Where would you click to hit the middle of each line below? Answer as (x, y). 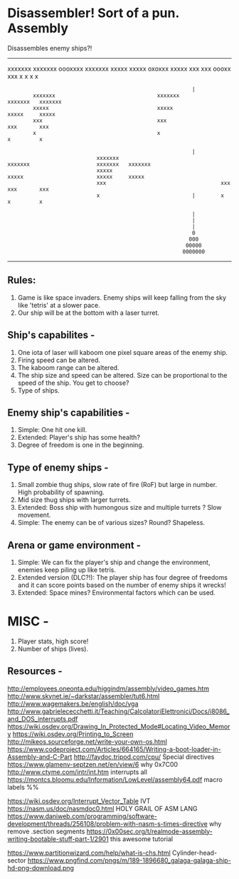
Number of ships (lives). (53, 648)
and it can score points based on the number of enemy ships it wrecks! (122, 585)
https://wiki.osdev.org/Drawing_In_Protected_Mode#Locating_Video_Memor (119, 726)
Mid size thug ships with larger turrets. (74, 500)
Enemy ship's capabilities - (69, 412)
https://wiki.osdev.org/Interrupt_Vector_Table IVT (79, 800)
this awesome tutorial (141, 839)
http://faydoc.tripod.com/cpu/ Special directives (144, 757)
